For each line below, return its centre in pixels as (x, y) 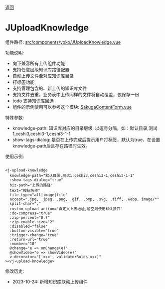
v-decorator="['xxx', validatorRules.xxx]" (55, 257)
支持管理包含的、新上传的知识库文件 (50, 88)
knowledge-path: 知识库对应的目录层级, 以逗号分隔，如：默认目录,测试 (85, 128)
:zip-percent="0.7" (30, 217)
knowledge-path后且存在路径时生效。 (51, 145)
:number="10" (23, 244)
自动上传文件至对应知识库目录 (43, 76)
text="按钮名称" (25, 190)
